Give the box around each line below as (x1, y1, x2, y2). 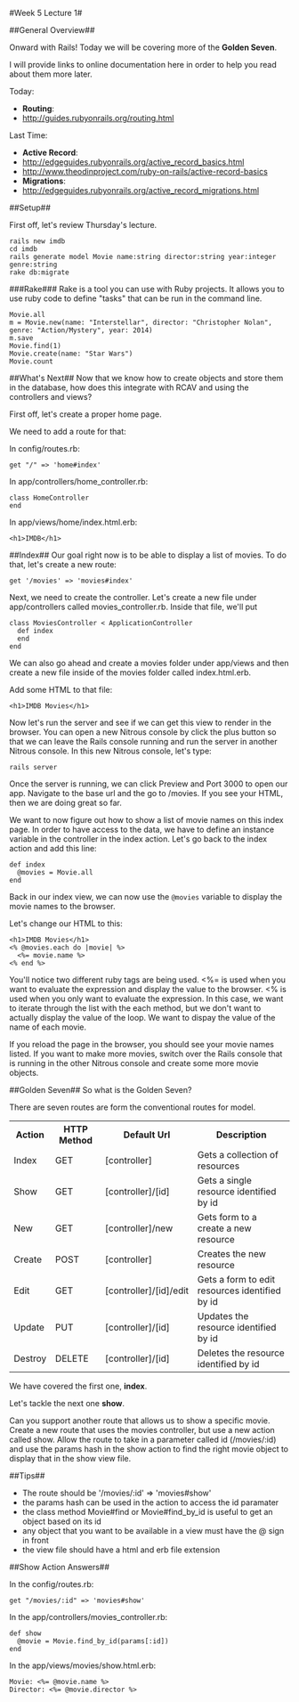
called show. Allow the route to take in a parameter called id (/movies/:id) (9, 1434, 277, 1445)
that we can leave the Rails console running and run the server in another (9, 737, 278, 746)
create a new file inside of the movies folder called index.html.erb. (9, 667, 252, 678)
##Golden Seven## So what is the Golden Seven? (9, 1085, 192, 1095)
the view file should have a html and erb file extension (21, 1544, 221, 1555)
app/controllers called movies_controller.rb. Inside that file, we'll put (9, 601, 258, 612)
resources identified (197, 1284, 282, 1297)
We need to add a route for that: (9, 427, 126, 436)
